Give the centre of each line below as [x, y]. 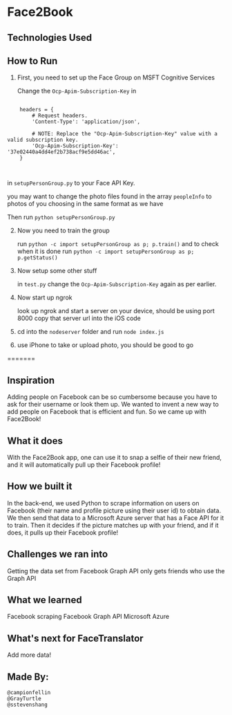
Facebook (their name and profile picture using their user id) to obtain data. [114, 510]
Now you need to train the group [64, 231]
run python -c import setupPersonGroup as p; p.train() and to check [118, 244]
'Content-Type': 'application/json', [86, 122]
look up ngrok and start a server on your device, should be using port [116, 311]
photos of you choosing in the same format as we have [85, 204]
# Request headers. [60, 116]
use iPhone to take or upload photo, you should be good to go [105, 345]
